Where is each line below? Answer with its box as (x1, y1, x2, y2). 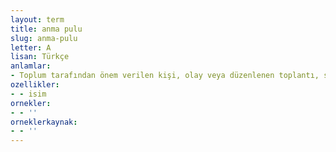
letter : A (10, 42, 52, 53)
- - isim (10, 89, 47, 99)
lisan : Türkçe (10, 52, 70, 62)
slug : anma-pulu (10, 33, 78, 43)
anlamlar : (10, 61, 52, 71)
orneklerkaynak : (10, 117, 78, 127)
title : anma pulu (10, 24, 83, 34)
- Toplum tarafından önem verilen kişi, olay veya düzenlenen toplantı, (10, 71, 320, 81)
